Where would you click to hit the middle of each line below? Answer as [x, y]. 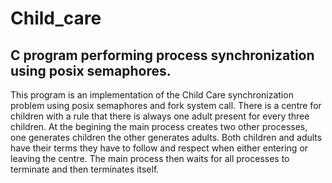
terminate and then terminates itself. [85, 169]
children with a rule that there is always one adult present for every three [160, 116]
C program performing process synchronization [162, 55]
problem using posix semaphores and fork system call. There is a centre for [166, 105]
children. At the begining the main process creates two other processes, [159, 126]
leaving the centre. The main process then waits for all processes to [150, 158]
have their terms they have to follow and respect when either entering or [159, 148]
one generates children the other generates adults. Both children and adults [166, 137]
